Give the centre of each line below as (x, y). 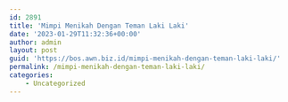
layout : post (33, 51)
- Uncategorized (56, 83)
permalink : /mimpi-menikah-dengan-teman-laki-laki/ (107, 67)
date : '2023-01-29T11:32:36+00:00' (75, 34)
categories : (31, 75)
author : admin (36, 42)
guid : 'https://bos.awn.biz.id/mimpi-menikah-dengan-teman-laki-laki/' (145, 59)
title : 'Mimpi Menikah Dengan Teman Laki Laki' (99, 26)
